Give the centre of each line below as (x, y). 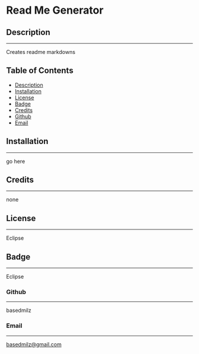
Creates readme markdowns (41, 52)
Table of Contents (40, 71)
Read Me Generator (55, 10)
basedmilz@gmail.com (34, 344)
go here (16, 161)
